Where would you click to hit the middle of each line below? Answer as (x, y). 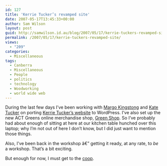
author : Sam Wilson (25, 24)
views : (12, 42)
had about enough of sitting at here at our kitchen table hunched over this (81, 123)
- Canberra (21, 65)
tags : (11, 61)
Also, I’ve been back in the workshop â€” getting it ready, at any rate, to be (82, 144)
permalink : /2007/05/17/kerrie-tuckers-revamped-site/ (63, 38)
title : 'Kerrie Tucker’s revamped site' (48, 14)
